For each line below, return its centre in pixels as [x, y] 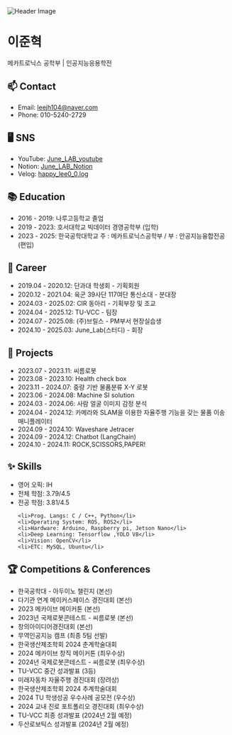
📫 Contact [32, 87]
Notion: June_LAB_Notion [55, 166]
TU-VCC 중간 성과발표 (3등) [57, 670]
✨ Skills [25, 466]
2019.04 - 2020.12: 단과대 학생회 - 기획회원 [78, 286]
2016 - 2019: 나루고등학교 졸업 [61, 219]
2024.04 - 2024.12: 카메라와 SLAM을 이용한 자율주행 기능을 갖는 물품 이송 [121, 412]
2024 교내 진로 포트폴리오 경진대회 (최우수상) [81, 706]
